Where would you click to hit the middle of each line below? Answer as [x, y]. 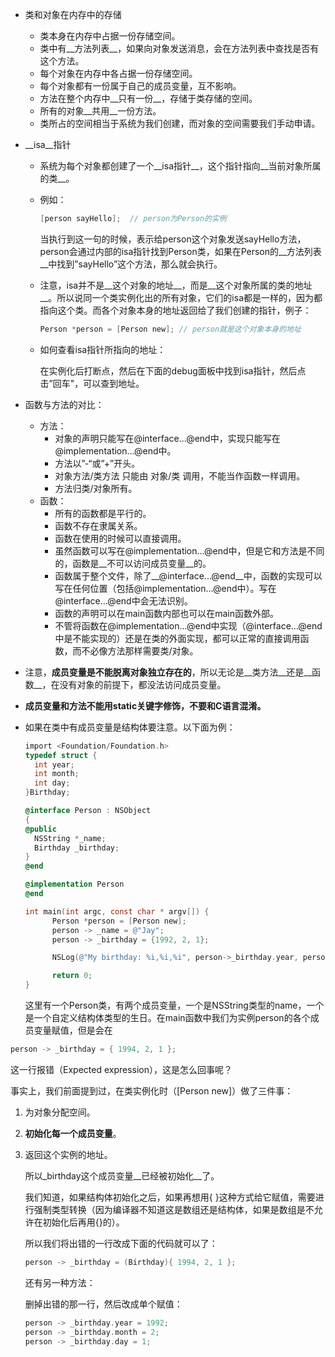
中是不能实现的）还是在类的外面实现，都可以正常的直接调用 [177, 638]
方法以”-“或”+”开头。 [97, 463]
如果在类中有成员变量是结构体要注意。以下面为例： [130, 727]
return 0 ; [72, 976]
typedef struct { [61, 755]
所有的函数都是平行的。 [103, 513]
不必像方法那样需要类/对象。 [140, 650]
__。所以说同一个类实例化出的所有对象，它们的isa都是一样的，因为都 [181, 297]
